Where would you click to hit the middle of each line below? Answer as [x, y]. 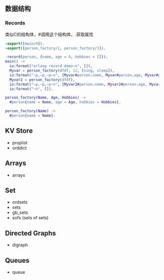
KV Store [19, 131]
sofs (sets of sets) [30, 218]
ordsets [20, 202]
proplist [20, 142]
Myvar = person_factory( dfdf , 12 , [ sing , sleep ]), [62, 71]
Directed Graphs [31, 233]
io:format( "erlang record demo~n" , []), [51, 66]
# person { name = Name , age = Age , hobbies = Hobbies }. [65, 102]
